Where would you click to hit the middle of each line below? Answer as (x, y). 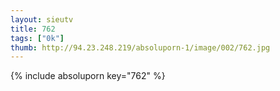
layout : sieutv (42, 19)
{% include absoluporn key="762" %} (88, 76)
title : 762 (33, 29)
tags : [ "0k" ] (37, 38)
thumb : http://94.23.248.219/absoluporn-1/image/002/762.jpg (140, 47)
